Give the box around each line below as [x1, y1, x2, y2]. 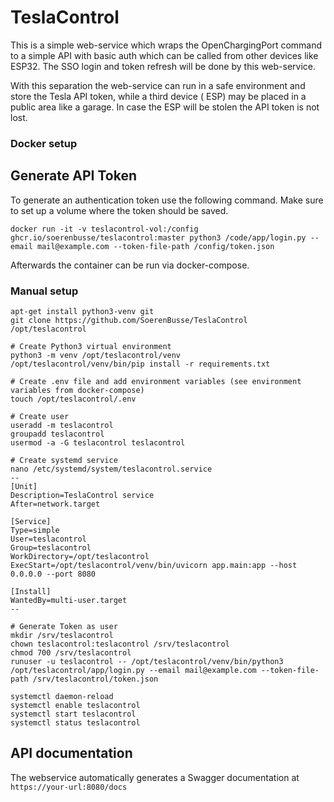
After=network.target [10, 499, 101, 509]
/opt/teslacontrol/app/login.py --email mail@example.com [10, 665, 257, 675]
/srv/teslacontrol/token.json [32, 674, 159, 684]
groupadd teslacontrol [10, 429, 105, 439]
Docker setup [10, 136, 78, 150]
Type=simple [10, 525, 60, 535]
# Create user [10, 411, 70, 421]
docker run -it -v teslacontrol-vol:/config [10, 224, 199, 234]
